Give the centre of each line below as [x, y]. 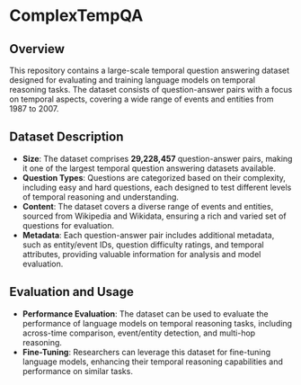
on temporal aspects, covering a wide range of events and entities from [142, 99]
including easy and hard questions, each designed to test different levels [157, 187]
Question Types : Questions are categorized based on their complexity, [154, 177]
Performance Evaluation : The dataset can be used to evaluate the [146, 313]
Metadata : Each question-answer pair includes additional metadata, [148, 235]
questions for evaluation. [68, 225]
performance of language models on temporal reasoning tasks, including [157, 323]
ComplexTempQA [76, 16]
